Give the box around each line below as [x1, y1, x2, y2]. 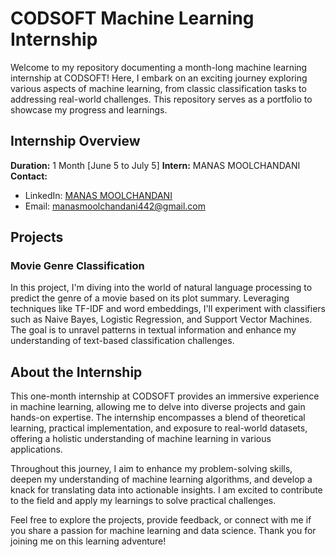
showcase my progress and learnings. [10, 103, 168, 116]
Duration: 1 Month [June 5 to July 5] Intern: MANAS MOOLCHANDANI [10, 159, 301, 171]
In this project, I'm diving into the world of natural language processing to [10, 282, 313, 294]
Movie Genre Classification [10, 259, 145, 273]
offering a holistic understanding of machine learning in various [10, 433, 272, 445]
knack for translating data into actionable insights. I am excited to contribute [10, 484, 323, 496]
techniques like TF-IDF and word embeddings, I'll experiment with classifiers [10, 303, 327, 315]
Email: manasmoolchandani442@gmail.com [24, 200, 207, 212]
